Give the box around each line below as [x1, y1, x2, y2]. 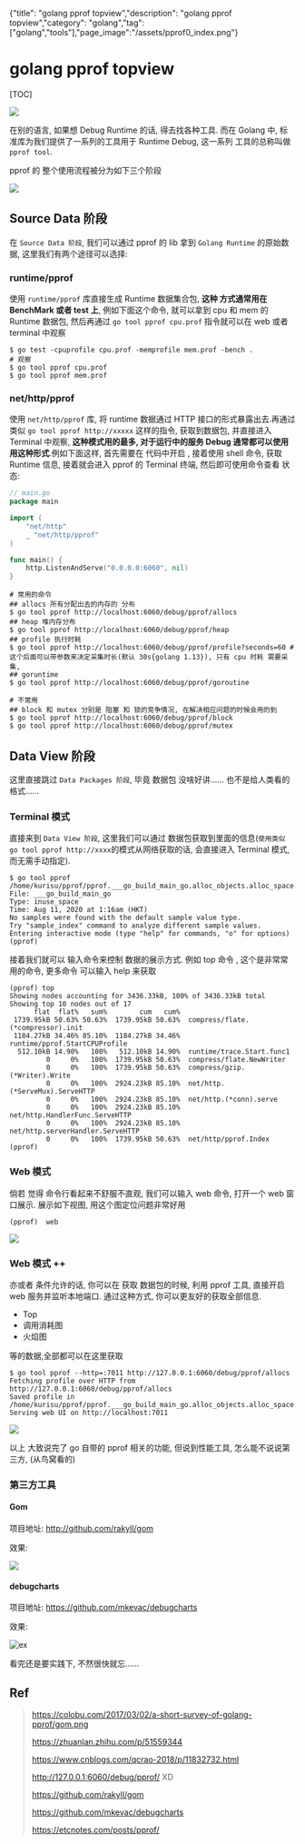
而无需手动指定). [9, 856, 71, 867]
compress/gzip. [187, 1063, 246, 1073]
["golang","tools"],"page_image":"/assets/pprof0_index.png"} [9, 27, 239, 37]
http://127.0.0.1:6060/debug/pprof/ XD [31, 1771, 174, 1783]
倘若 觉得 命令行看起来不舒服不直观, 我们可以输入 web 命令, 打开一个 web [9, 1187, 284, 1198]
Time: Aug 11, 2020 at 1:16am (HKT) [9, 906, 148, 915]
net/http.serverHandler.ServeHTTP [9, 1126, 141, 1136]
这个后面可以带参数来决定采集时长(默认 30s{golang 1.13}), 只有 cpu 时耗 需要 [9, 653, 281, 662]
